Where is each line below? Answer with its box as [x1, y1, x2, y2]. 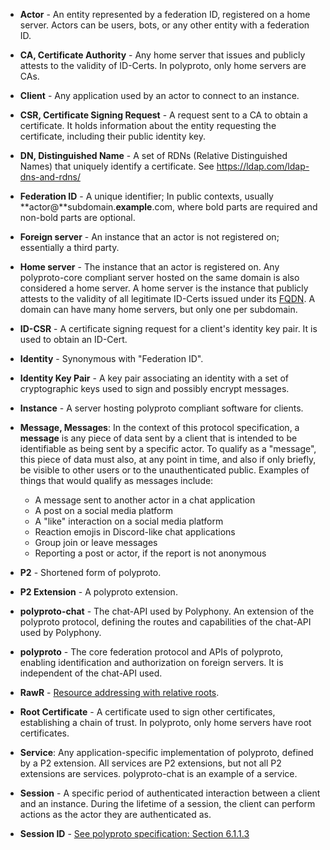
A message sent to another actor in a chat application [34, 494, 256, 506]
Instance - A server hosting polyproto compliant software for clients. [19, 402, 304, 414]
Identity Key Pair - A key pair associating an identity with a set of [19, 372, 289, 384]
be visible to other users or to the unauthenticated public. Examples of [19, 464, 310, 476]
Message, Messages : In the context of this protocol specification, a [19, 422, 300, 433]
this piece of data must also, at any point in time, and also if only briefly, [19, 454, 317, 465]
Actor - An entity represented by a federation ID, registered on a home [19, 9, 311, 20]
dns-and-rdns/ [19, 171, 81, 183]
